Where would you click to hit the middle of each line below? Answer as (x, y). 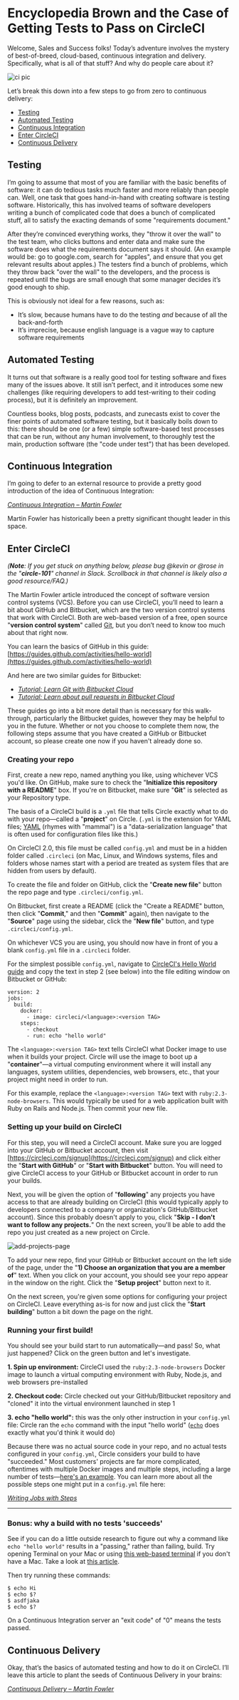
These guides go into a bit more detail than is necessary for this (101, 711)
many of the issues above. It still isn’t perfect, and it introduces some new (115, 385)
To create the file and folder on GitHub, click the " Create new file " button (115, 885)
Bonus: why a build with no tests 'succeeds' (85, 1523)
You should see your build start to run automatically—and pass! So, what (114, 1345)
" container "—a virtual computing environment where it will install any (110, 1064)
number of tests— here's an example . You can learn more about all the (110, 1477)
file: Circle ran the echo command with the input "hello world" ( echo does (113, 1425)
